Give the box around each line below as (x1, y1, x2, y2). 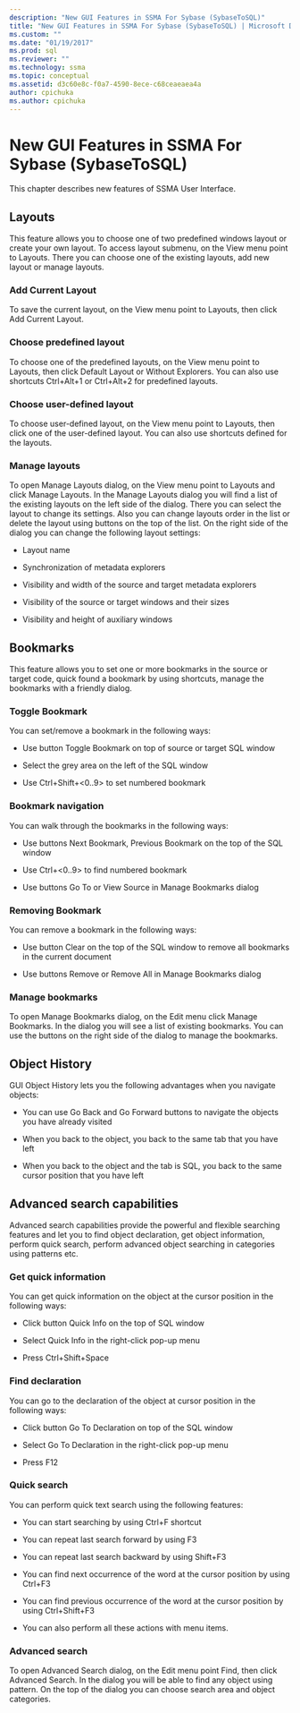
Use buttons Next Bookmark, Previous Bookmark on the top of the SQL (21, 838, 284, 848)
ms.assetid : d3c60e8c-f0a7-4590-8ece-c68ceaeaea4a (9, 80, 202, 89)
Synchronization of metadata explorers (21, 562, 166, 573)
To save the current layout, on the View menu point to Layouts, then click (9, 304, 278, 315)
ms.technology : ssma (9, 64, 87, 72)
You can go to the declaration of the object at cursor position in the (9, 1395, 256, 1406)
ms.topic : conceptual (9, 72, 90, 81)
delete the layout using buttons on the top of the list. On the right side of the (9, 518, 288, 529)
